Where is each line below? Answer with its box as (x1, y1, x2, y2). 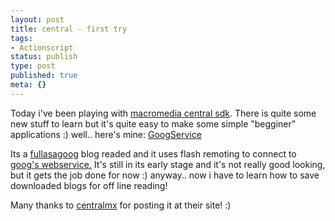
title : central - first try (10, 24, 128, 34)
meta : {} (10, 80, 47, 90)
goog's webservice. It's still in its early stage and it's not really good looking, (10, 158, 326, 170)
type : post (10, 61, 56, 71)
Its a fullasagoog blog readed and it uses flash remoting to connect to (10, 147, 297, 160)
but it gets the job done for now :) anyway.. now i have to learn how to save (10, 169, 320, 181)
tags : (10, 33, 33, 43)
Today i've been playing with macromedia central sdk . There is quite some (10, 107, 317, 119)
